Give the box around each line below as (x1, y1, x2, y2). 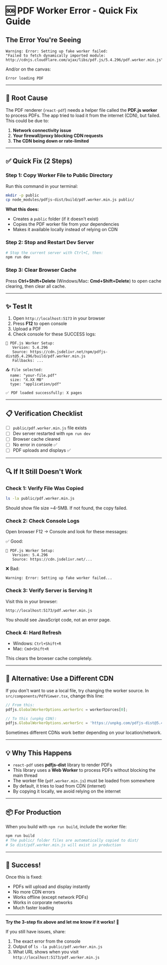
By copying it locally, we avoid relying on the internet (12, 788, 121, 795)
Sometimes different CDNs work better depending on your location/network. (5, 729, 162, 735)
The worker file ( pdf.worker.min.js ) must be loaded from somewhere (12, 778, 155, 784)
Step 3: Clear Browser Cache (5, 266, 77, 273)
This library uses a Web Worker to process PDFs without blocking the (12, 767, 156, 773)
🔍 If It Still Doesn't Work (5, 467, 82, 476)
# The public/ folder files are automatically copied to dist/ (5, 838, 139, 843)
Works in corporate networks (12, 899, 73, 905)
